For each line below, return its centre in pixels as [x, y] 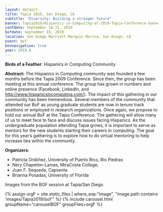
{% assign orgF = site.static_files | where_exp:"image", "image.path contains [81, 194]
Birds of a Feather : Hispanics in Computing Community [60, 64]
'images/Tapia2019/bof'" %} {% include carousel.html [59, 199]
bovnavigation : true [26, 46]
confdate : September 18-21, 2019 [39, 28]
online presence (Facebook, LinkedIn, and [47, 89]
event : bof [16, 41]
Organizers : [17, 150]
